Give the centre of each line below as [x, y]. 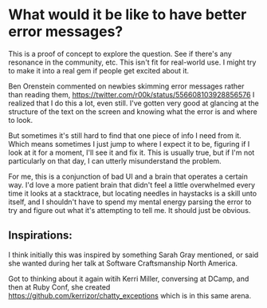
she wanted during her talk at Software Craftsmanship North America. [123, 263]
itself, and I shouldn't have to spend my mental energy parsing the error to [130, 202]
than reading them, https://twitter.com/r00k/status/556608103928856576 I [132, 94]
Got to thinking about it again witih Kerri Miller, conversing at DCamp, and [129, 278]
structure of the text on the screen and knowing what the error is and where [133, 111]
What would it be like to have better [128, 15]
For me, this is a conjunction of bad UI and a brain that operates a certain [128, 176]
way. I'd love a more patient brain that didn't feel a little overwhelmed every [132, 184]
